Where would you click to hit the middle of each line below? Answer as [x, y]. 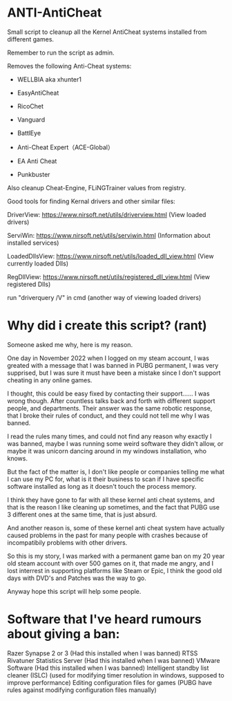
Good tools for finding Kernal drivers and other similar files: [91, 201]
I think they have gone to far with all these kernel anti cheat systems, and [111, 500]
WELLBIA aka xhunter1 [49, 79]
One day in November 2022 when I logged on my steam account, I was [108, 358]
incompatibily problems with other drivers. [67, 542]
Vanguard [31, 120]
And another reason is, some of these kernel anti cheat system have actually [116, 527]
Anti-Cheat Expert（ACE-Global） [65, 147]
